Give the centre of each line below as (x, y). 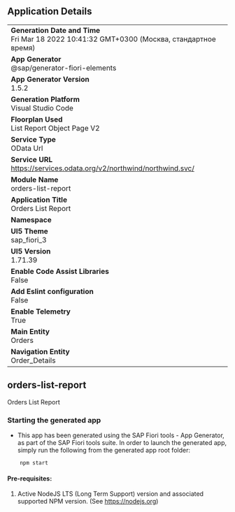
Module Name (35, 180)
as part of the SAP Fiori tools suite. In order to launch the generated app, (122, 442)
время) (23, 47)
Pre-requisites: (30, 478)
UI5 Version (31, 251)
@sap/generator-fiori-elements (64, 68)
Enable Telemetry (41, 312)
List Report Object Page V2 (55, 128)
